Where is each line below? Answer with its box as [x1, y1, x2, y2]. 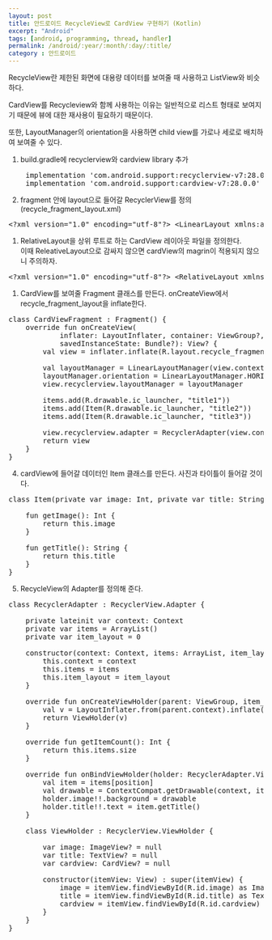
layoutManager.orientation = [42, 371, 159, 380]
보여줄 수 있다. [16, 138, 63, 146]
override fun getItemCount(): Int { [25, 738, 172, 747]
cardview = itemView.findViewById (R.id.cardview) [59, 900, 261, 908]
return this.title [42, 552, 116, 561]
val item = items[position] [42, 778, 154, 787]
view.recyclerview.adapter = [42, 428, 159, 437]
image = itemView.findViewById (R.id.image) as [59, 883, 249, 892]
